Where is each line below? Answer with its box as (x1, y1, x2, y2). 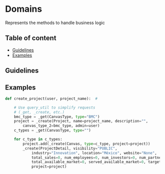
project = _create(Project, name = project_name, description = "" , (14, 119, 148, 124)
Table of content (5, 34, 56, 42)
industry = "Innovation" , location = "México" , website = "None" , (31, 150, 157, 155)
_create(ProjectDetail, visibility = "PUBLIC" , (23, 146, 118, 151)
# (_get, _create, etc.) (14, 110, 65, 115)
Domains (5, 3, 42, 15)
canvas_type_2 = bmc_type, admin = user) (23, 123, 100, 128)
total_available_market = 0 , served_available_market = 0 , (31, 160, 146, 165)
